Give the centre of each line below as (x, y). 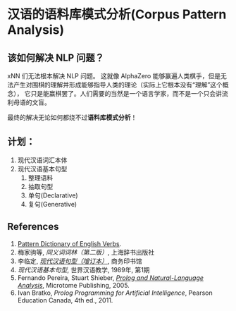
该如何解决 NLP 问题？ (56, 57)
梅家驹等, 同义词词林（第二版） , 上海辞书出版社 (86, 252)
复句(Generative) (52, 204)
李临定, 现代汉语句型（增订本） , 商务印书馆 (80, 261)
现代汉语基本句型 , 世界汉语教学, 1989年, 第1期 (83, 269)
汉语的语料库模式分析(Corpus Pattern (117, 14)
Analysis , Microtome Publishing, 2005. (74, 285)
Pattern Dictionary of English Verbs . (69, 243)
